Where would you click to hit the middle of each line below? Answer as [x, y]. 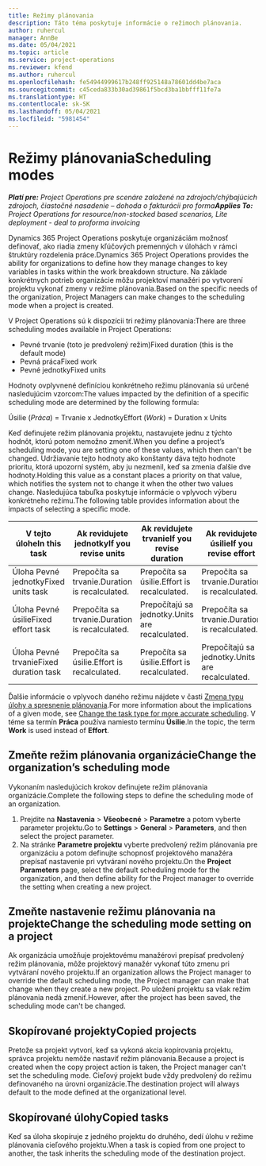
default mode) [43, 353]
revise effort [231, 553]
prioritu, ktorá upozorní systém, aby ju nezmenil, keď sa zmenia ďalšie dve [130, 466]
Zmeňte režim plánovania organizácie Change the [132, 755]
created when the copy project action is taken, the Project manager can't [127, 1067]
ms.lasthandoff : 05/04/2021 [55, 112]
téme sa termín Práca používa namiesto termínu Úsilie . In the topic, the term [132, 722]
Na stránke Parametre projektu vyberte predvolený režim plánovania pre [139, 844]
